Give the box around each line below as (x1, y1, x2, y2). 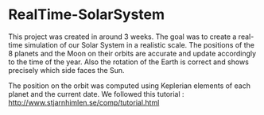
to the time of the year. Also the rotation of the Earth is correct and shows (8, 57, 249, 67)
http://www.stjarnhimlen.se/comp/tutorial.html (8, 98, 160, 107)
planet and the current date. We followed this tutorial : (8, 89, 184, 98)
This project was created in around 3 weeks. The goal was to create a (8, 32, 237, 41)
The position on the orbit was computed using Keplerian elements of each (8, 81, 250, 90)
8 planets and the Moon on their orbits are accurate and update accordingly (8, 48, 257, 58)
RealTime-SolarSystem (8, 6, 165, 24)
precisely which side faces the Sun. (8, 65, 125, 75)
